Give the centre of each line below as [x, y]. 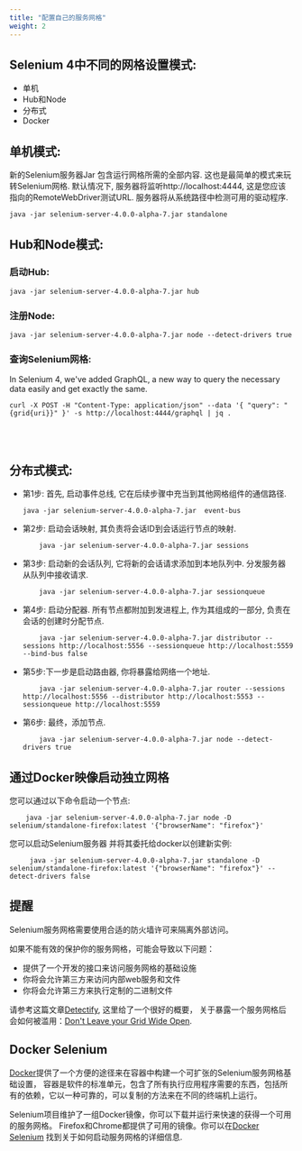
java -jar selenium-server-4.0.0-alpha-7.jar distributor [150, 638]
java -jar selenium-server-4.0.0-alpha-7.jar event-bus [132, 511]
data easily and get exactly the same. [78, 389]
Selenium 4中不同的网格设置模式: [103, 64]
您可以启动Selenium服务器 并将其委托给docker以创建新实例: [121, 844]
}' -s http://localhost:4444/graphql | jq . [146, 414]
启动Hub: [29, 272]
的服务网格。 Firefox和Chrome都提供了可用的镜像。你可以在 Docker [134, 1125]
